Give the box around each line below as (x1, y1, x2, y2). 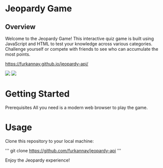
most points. (5, 51, 31, 57)
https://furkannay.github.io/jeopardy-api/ (5, 61, 88, 67)
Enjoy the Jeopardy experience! (5, 157, 70, 163)
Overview (5, 23, 36, 31)
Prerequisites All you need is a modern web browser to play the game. (5, 104, 148, 110)
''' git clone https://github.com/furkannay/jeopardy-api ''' (5, 147, 122, 153)
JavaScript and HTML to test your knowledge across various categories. (5, 41, 153, 47)
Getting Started (5, 88, 70, 100)
